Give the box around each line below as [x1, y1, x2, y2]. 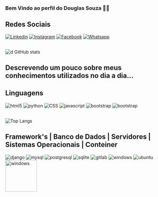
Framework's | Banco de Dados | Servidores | [5, 133, 151, 141]
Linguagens [5, 89, 44, 97]
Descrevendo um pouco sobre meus [5, 63, 122, 72]
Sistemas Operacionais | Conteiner [5, 140, 118, 149]
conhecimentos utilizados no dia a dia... [5, 71, 134, 80]
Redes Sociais [5, 20, 51, 29]
